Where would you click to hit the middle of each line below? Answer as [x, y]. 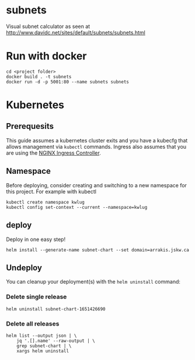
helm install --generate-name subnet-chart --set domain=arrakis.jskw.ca [98, 250]
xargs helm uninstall [43, 351]
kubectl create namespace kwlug [45, 202]
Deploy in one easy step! [36, 239]
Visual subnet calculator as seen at [48, 26]
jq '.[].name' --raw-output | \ [56, 341]
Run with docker [46, 56]
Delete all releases [33, 323]
